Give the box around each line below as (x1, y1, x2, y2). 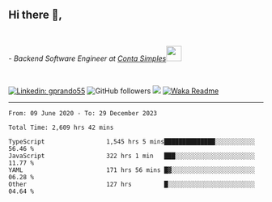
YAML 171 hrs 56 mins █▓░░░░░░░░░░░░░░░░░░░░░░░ (8, 165, 255, 174)
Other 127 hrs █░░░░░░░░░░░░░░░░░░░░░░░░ (8, 180, 255, 188)
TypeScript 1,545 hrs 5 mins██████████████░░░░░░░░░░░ (8, 137, 255, 146)
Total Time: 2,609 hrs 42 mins (8, 123, 114, 131)
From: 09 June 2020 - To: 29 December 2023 (8, 109, 158, 118)
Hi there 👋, (8, 8, 62, 22)
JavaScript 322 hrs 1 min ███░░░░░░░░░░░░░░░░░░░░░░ (8, 152, 255, 160)
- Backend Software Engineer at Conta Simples (8, 54, 167, 63)
